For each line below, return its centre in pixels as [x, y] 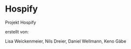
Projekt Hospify [21, 22]
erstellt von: [17, 32]
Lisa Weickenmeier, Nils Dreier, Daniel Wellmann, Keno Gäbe [66, 41]
